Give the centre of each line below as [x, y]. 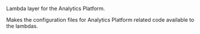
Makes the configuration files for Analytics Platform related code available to [100, 20]
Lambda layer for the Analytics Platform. [56, 8]
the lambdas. [22, 26]
